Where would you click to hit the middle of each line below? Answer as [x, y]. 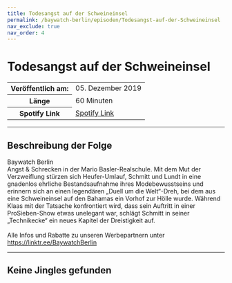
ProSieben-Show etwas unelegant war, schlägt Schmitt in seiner [98, 213]
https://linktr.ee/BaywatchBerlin [52, 242]
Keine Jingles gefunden [59, 270]
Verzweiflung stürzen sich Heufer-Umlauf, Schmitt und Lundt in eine [104, 177]
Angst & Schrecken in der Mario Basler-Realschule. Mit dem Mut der [104, 169]
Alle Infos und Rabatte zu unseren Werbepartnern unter [86, 235]
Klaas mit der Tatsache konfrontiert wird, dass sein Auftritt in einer [101, 206]
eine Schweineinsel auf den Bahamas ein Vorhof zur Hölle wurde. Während [114, 198]
